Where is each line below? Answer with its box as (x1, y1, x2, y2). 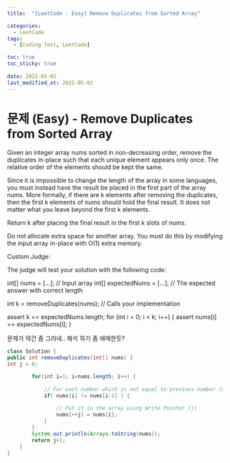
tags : (7, 35, 23, 42)
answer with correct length (7, 286, 84, 295)
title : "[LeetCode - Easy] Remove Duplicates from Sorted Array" (7, 10, 201, 17)
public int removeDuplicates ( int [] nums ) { (7, 354, 133, 362)
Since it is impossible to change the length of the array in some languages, (7, 176, 218, 185)
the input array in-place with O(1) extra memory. (7, 239, 142, 247)
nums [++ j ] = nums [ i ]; (55, 412, 118, 418)
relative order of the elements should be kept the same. (7, 163, 164, 171)
